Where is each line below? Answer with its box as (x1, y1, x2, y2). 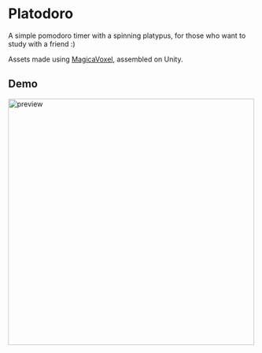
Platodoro (8, 5, 73, 23)
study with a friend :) (8, 39, 76, 48)
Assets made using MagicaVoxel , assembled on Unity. (8, 54, 183, 64)
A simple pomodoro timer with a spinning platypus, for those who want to (8, 31, 246, 40)
